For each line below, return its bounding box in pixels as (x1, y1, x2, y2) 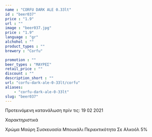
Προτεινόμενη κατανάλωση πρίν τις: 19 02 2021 (5, 107, 103, 113)
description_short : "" (5, 76, 54, 81)
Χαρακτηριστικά (5, 117, 38, 123)
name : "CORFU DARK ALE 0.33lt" (5, 7, 71, 12)
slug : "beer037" (5, 94, 38, 99)
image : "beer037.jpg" (5, 26, 52, 31)
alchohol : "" (5, 39, 34, 44)
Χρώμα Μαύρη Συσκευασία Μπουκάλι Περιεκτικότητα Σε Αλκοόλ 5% (5, 127, 148, 133)
